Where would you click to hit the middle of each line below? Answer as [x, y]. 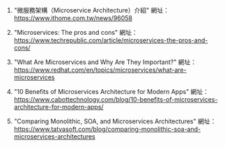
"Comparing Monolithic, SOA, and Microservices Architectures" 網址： [115, 121]
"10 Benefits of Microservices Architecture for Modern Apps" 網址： [111, 92]
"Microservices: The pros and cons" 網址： [76, 32]
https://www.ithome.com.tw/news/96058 [73, 18]
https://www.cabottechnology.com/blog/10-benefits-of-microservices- [116, 99]
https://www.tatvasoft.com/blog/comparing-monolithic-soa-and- [107, 129]
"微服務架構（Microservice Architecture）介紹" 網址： [91, 10]
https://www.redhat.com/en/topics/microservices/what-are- [100, 70]
